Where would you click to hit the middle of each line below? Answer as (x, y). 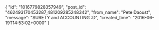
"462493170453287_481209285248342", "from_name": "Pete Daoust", (78, 12)
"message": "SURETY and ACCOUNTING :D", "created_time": (68, 17)
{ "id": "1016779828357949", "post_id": (46, 7)
